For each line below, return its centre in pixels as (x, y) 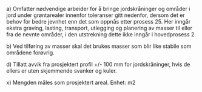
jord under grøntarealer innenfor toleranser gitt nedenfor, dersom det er (96, 15)
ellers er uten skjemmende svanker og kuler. (62, 71)
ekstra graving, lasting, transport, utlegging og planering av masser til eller (99, 28)
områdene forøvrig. (30, 53)
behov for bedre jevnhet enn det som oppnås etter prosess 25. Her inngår (99, 21)
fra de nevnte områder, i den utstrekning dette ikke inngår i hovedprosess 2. (101, 34)
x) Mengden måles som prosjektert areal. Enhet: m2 (71, 82)
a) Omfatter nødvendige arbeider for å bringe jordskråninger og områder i (98, 9)
